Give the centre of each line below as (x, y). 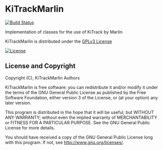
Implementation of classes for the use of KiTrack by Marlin (64, 32)
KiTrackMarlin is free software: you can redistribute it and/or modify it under (82, 87)
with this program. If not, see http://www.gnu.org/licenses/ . (65, 142)
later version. (18, 103)
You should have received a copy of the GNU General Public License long (79, 137)
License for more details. (30, 128)
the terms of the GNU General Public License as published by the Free (76, 92)
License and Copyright (40, 66)
